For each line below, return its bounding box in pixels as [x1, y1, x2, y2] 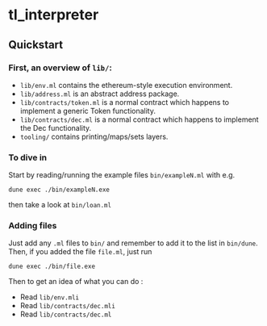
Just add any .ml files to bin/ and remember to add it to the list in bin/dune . [8, 238, 258, 248]
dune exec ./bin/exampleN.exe [8, 186, 111, 194]
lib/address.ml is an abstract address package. [19, 89, 180, 98]
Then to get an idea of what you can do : [8, 277, 144, 286]
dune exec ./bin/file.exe [8, 262, 95, 271]
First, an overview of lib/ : [8, 62, 113, 73]
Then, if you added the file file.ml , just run [8, 247, 152, 257]
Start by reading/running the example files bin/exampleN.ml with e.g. [8, 170, 236, 180]
